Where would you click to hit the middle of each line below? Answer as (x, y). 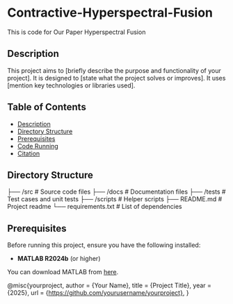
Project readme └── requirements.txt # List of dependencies (95, 207)
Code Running (38, 146)
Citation (29, 153)
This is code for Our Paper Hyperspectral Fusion (77, 32)
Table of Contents (47, 107)
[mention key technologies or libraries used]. (71, 85)
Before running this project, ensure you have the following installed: (104, 245)
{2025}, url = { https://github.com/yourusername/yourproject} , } (98, 293)
